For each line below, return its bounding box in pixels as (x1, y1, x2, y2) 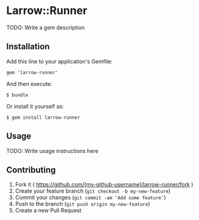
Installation (6, 41, 50, 52)
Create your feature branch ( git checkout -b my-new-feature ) (15, 187, 171, 195)
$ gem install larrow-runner (6, 114, 80, 121)
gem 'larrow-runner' (6, 69, 59, 76)
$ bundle (6, 92, 29, 98)
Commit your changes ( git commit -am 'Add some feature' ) (15, 194, 166, 201)
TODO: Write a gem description (6, 24, 85, 31)
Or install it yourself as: (6, 102, 64, 110)
